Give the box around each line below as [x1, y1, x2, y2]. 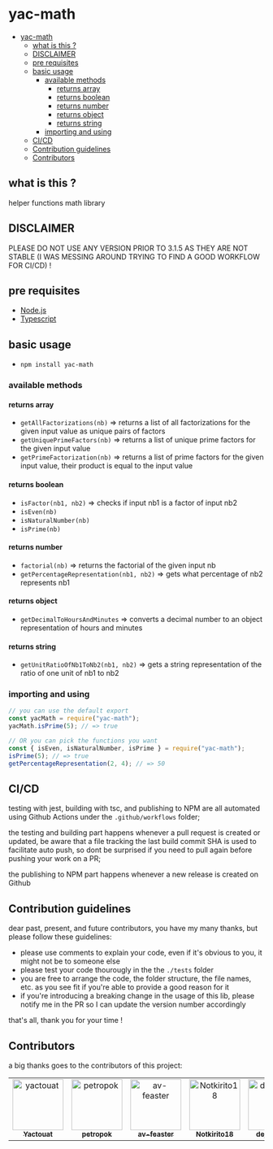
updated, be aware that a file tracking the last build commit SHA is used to [8, 837, 258, 847]
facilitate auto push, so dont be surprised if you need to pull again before [8, 845, 253, 855]
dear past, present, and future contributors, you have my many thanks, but [8, 924, 258, 934]
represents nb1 [19, 577, 71, 587]
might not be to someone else [19, 956, 120, 966]
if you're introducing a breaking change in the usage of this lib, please [19, 991, 255, 1001]
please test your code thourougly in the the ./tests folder [19, 965, 214, 975]
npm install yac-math [19, 361, 93, 369]
